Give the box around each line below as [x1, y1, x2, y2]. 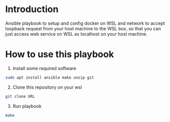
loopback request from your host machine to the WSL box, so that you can [5, 25, 161, 31]
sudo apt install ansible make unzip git [5, 75, 94, 80]
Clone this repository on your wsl [12, 84, 82, 90]
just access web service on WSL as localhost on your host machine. [5, 31, 148, 37]
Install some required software [12, 65, 77, 71]
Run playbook [12, 103, 42, 109]
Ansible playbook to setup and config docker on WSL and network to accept [5, 20, 165, 26]
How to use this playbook [5, 49, 114, 60]
